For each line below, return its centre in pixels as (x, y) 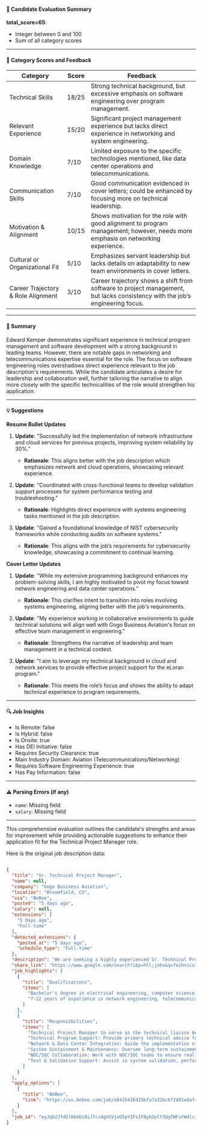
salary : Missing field (40, 812)
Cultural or (24, 260)
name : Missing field (38, 805)
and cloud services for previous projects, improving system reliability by (104, 442)
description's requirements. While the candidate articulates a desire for (94, 371)
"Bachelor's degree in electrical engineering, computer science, (113, 993)
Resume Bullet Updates (36, 424)
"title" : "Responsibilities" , (60, 1021)
